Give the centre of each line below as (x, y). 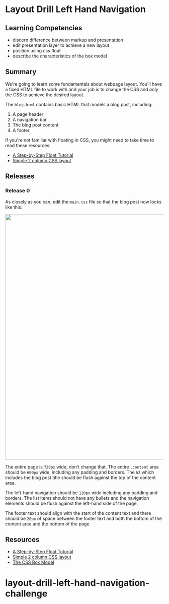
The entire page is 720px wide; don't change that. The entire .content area (82, 466)
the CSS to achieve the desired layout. (45, 95)
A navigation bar (29, 119)
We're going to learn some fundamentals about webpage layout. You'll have (84, 84)
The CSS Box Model (33, 562)
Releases (20, 177)
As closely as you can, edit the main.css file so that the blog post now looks (83, 202)
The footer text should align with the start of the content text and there (78, 513)
